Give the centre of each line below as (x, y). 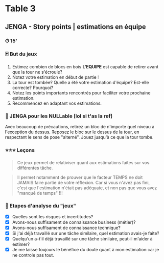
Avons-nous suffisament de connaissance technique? (66, 228)
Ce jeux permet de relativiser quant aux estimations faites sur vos (83, 163)
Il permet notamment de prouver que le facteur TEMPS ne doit (80, 177)
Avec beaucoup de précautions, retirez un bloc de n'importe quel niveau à (80, 127)
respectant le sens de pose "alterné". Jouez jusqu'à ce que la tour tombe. (79, 137)
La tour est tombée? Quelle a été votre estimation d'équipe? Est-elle (81, 82)
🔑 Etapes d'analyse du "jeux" (41, 206)
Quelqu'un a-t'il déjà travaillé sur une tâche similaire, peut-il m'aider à (82, 238)
